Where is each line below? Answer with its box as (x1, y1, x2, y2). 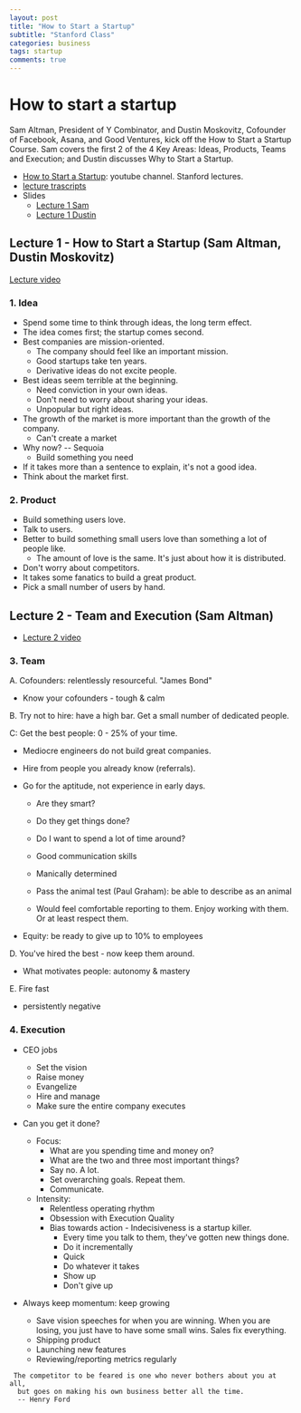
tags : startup (9, 47, 63, 56)
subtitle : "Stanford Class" (9, 30, 116, 39)
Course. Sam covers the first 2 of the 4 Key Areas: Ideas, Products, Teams (9, 143, 287, 154)
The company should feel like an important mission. (35, 346, 229, 357)
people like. (22, 543, 66, 554)
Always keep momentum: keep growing (22, 1297, 170, 1308)
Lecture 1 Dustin (35, 209, 97, 220)
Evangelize (35, 1080, 78, 1092)
